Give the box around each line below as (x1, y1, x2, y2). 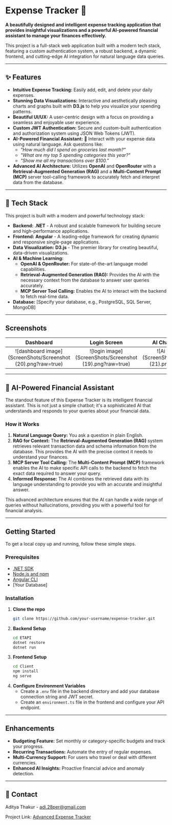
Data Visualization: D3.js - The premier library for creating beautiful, (12, 244, 159, 250)
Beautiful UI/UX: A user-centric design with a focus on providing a (12, 114, 154, 120)
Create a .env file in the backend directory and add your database (20, 688, 160, 694)
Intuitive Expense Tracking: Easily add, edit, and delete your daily (12, 87, 153, 93)
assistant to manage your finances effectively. (5, 32, 106, 38)
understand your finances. (12, 454, 69, 460)
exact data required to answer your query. (12, 470, 101, 476)
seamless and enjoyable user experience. (12, 119, 101, 125)
